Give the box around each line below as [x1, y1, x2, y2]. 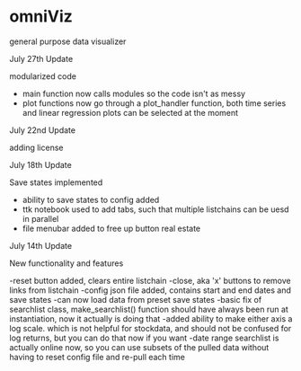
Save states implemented [9, 177, 103, 188]
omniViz [9, 6, 74, 27]
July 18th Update [9, 159, 72, 170]
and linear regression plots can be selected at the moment [22, 107, 239, 118]
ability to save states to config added [22, 194, 160, 205]
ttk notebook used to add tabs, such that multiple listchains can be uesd [22, 204, 289, 215]
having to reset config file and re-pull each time [9, 351, 186, 362]
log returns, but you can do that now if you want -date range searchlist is [9, 332, 279, 343]
